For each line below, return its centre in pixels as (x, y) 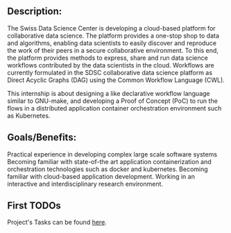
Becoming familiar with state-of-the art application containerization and (109, 161)
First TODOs (34, 206)
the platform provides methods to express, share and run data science (108, 58)
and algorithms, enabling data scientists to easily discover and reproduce (112, 43)
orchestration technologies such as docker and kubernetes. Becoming (108, 169)
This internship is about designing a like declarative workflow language (109, 93)
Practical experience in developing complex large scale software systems (112, 154)
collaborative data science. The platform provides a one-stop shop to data (113, 35)
